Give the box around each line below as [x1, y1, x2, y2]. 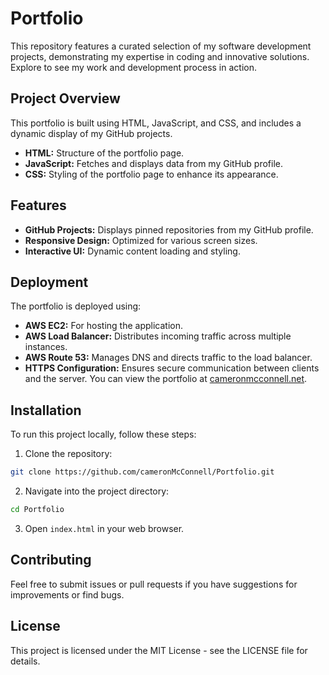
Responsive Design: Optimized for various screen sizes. [24, 234, 258, 246]
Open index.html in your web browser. [24, 522, 185, 534]
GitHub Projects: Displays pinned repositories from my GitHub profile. [24, 223, 314, 236]
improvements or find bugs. [10, 588, 125, 601]
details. [10, 655, 41, 667]
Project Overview [10, 90, 121, 107]
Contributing [10, 552, 92, 569]
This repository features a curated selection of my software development [10, 40, 312, 52]
